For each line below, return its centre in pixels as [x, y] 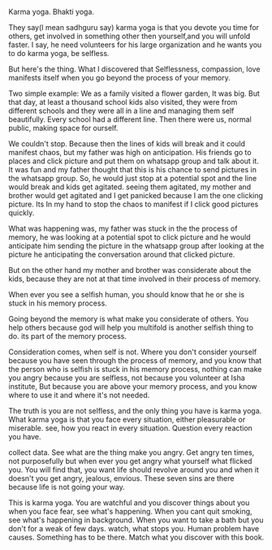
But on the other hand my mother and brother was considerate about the [130, 270]
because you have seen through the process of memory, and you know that [135, 360]
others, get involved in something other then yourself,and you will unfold [130, 36]
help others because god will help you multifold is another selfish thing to [131, 327]
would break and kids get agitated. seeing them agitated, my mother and [130, 187]
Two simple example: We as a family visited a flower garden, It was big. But [134, 93]
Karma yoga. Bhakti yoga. [52, 12]
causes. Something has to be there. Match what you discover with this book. [136, 537]
